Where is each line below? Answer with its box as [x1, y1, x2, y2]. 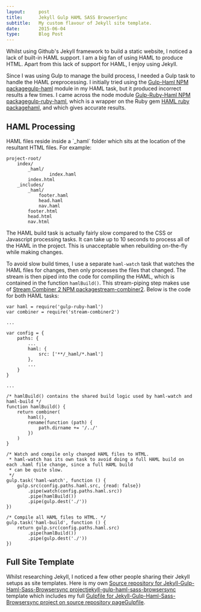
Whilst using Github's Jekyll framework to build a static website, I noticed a [6, 48, 193, 55]
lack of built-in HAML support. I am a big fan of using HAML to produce [6, 54, 184, 61]
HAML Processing [6, 122, 75, 132]
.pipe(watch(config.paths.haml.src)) [28, 488, 122, 494]
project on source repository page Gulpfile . [40, 598, 146, 605]
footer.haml [38, 192, 69, 199]
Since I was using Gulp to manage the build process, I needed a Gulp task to [6, 72, 196, 79]
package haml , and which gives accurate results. [6, 104, 126, 111]
